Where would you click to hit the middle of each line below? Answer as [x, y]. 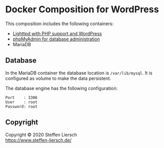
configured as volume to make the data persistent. [58, 78]
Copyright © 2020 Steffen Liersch [41, 135]
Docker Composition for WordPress [82, 9]
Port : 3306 [21, 98]
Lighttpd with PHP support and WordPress [57, 33]
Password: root [21, 107]
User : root [21, 102]
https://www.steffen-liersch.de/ [38, 140]
